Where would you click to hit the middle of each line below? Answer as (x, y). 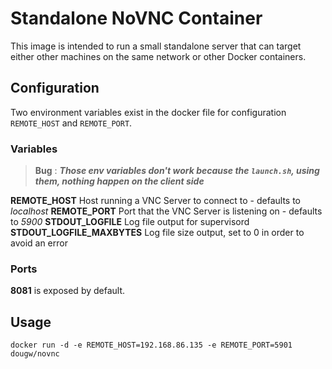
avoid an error (39, 243)
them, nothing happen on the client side (119, 181)
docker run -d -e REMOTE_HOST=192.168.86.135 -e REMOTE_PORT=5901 (151, 345)
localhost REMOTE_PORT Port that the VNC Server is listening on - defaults (166, 211)
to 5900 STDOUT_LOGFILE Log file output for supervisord (130, 222)
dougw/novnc (35, 354)
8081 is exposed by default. (68, 291)
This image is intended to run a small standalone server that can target (156, 46)
